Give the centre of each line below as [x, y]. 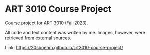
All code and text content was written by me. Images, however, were [75, 32]
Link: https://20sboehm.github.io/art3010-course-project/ [64, 47]
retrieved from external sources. [38, 38]
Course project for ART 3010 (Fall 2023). [47, 23]
